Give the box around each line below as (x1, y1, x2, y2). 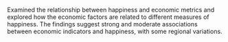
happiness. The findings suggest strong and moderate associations (7, 20, 198, 28)
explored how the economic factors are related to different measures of (7, 13, 209, 21)
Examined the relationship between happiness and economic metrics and (7, 6, 215, 14)
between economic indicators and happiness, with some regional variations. (7, 27, 223, 35)
